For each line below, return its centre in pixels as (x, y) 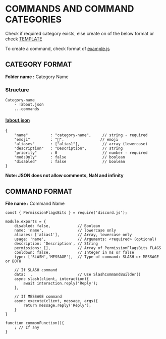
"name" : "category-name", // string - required (81, 135)
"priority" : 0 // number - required (81, 153)
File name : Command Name (35, 204)
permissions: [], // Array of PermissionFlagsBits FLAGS (88, 248)
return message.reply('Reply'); (58, 306)
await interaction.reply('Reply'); (61, 284)
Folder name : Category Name (37, 77)
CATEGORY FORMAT (39, 64)
